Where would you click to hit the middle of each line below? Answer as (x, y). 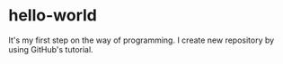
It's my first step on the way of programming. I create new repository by (141, 40)
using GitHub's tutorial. (51, 49)
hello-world (53, 16)
